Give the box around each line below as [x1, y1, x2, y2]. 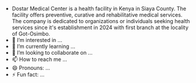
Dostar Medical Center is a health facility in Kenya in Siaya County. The [11, 5, 186, 12]
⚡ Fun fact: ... [11, 71, 45, 78]
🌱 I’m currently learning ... [11, 43, 76, 50]
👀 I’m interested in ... [11, 37, 63, 43]
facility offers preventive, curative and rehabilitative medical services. [11, 11, 183, 18]
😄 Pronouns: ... [11, 65, 51, 71]
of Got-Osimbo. [11, 30, 51, 37]
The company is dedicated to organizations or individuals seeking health [11, 18, 191, 24]
